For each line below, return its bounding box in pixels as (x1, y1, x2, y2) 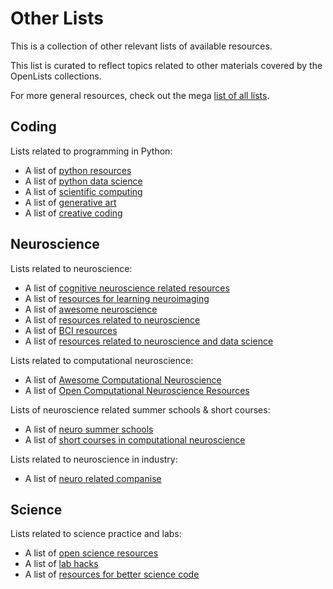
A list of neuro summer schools (24, 423, 154, 435)
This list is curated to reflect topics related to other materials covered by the (10, 59, 323, 71)
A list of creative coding (24, 207, 123, 219)
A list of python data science (24, 175, 143, 187)
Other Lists (10, 7, 104, 30)
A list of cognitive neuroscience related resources (24, 282, 230, 294)
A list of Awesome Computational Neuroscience (24, 373, 222, 386)
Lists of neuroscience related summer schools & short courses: (10, 403, 271, 416)
